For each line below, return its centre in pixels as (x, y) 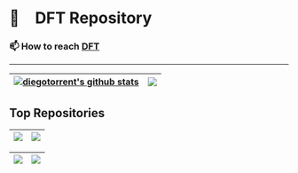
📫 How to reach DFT (55, 46)
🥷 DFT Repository (81, 18)
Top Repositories (57, 113)
